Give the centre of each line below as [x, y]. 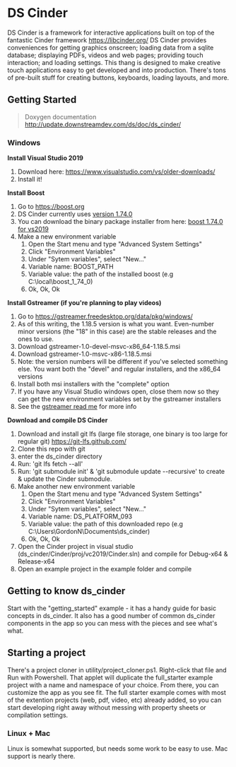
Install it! [30, 179]
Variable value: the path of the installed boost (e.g [101, 274]
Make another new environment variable [76, 487]
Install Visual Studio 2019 [45, 158]
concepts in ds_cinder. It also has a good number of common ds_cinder [111, 615]
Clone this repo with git [52, 449]
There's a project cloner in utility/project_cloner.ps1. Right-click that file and [117, 670]
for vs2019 [33, 229]
